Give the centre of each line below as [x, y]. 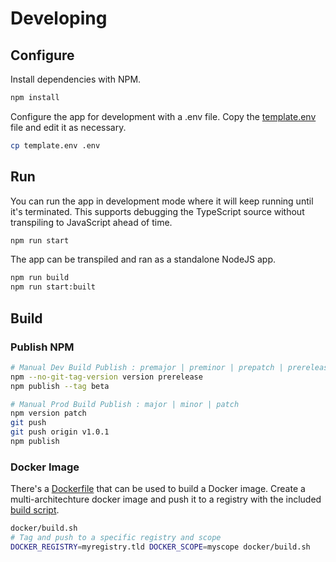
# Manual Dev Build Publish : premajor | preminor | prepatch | [147, 367]
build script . [35, 510]
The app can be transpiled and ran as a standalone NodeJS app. [143, 259]
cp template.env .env [55, 145]
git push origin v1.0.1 [60, 432]
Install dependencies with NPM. [76, 79]
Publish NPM [42, 347]
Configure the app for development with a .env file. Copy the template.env [163, 116]
